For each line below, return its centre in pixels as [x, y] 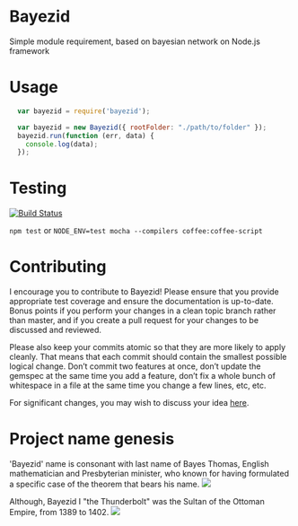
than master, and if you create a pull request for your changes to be [134, 320]
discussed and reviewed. [55, 330]
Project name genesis [92, 439]
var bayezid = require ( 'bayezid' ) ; [84, 111]
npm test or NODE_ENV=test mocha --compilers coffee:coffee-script [136, 231]
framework [30, 50]
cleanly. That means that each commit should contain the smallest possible [148, 357]
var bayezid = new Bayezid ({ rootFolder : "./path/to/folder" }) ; [142, 127]
